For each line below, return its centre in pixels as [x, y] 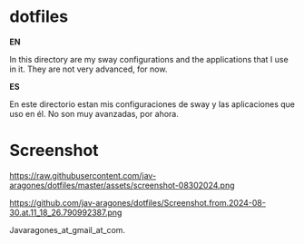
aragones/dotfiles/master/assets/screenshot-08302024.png [122, 185]
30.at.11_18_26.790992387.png [66, 212]
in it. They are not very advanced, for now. [88, 69]
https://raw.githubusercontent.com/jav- [83, 175]
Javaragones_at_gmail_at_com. [67, 229]
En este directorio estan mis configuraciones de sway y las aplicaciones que [152, 104]
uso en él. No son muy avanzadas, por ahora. [94, 113]
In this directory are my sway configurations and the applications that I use [149, 59]
